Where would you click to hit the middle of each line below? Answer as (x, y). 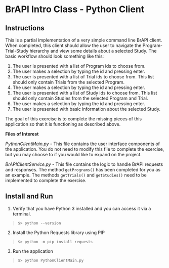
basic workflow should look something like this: (55, 56)
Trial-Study (17, 51)
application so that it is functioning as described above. (63, 124)
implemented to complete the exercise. (46, 180)
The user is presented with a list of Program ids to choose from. (79, 66)
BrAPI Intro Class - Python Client (75, 9)
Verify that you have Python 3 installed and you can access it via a (82, 208)
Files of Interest (22, 134)
